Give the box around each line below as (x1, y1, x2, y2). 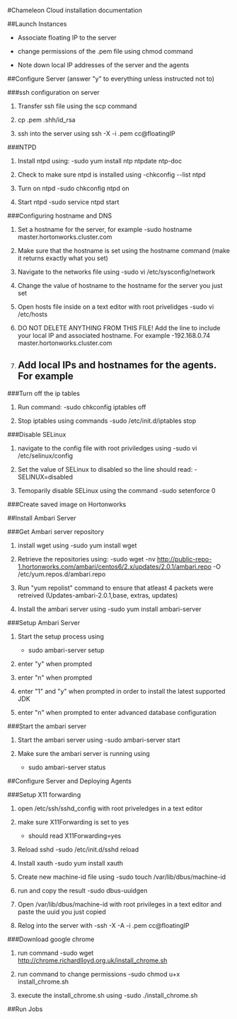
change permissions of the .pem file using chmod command (17, 47, 193, 55)
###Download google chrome (7, 935, 95, 943)
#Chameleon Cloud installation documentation (7, 6, 143, 14)
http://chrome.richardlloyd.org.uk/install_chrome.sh (17, 956, 168, 965)
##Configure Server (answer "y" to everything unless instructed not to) (7, 74, 214, 83)
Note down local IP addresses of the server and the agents (17, 61, 190, 69)
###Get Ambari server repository (7, 527, 105, 536)
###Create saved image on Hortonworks (7, 500, 127, 508)
